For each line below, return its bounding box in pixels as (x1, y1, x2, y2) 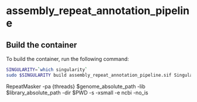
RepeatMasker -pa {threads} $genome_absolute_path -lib (6, 83, 145, 90)
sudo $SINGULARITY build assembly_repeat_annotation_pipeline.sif (6, 72, 172, 78)
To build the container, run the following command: (6, 56, 129, 62)
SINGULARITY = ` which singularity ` (6, 67, 88, 73)
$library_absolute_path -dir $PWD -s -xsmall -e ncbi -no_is (6, 89, 148, 96)
